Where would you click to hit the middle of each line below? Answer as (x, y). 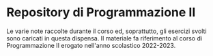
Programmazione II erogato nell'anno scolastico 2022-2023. (91, 45)
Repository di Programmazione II (101, 12)
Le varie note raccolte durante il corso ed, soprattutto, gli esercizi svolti (106, 31)
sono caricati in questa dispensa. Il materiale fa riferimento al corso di (104, 38)
